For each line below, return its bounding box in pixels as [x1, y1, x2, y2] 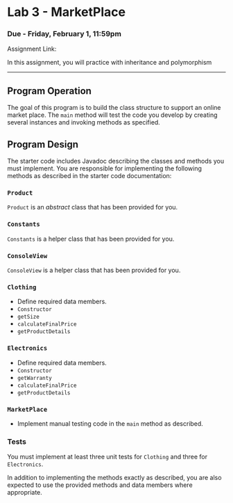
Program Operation [7, 85, 92, 97]
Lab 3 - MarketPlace [7, 4, 126, 20]
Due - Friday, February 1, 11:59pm [7, 29, 121, 39]
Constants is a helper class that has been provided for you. [7, 234, 175, 243]
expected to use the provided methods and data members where [7, 481, 193, 489]
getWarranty [17, 374, 52, 381]
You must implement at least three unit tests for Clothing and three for [7, 453, 208, 461]
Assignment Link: [7, 45, 57, 53]
